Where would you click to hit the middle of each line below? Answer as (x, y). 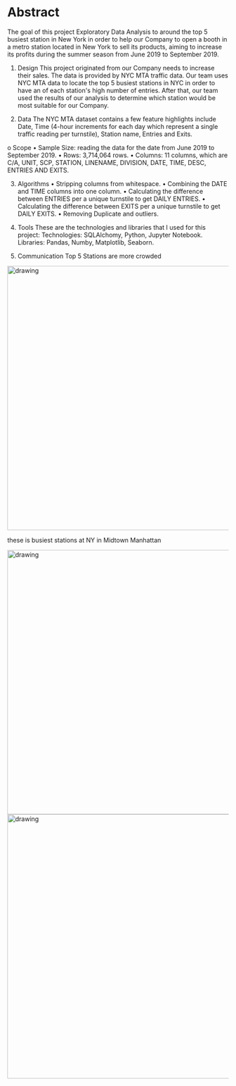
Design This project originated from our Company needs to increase (116, 68)
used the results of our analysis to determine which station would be (117, 98)
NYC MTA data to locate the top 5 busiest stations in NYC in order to (116, 82)
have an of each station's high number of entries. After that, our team (118, 90)
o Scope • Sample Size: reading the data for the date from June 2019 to (111, 147)
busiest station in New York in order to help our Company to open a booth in (117, 39)
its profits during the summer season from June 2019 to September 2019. (113, 54)
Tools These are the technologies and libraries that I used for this (111, 227)
